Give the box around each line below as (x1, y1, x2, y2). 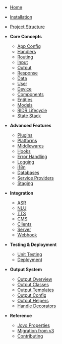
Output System (9, 267, 42, 272)
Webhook (17, 232, 37, 238)
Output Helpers (17, 298, 49, 303)
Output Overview (17, 276, 53, 282)
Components (17, 92, 44, 97)
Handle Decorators (17, 303, 56, 309)
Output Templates (17, 287, 54, 293)
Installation (9, 14, 33, 20)
